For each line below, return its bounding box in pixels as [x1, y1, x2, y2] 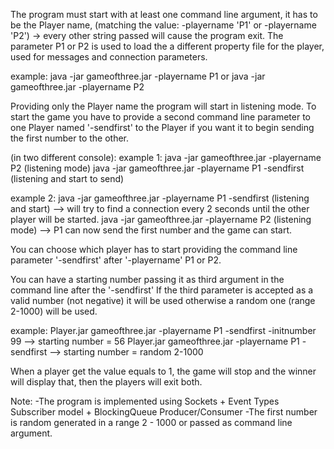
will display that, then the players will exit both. [10, 376, 203, 388]
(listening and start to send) [10, 173, 125, 184]
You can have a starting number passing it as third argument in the [10, 274, 285, 285]
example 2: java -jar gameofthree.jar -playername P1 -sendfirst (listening [10, 192, 310, 204]
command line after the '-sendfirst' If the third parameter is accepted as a [10, 284, 314, 296]
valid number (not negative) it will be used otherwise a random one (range [10, 295, 316, 306]
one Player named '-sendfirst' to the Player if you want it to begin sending [10, 122, 315, 133]
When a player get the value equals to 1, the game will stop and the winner [10, 365, 317, 377]
